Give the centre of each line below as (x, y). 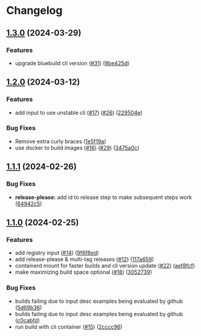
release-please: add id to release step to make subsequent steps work (103, 197)
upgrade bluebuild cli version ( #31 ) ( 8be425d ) (72, 63)
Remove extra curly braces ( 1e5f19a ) (61, 141)
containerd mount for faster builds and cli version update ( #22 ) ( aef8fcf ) (105, 266)
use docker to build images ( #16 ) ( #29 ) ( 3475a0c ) (77, 147)
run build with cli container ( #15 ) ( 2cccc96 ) (69, 326)
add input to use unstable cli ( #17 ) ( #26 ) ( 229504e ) (79, 112)
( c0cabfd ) (27, 320)
